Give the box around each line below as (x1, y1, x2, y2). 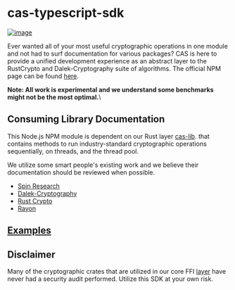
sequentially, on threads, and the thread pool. (7, 146, 139, 156)
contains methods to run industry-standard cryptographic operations (7, 139, 208, 148)
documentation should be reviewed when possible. (7, 168, 155, 177)
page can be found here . (7, 72, 80, 80)
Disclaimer (7, 248, 56, 260)
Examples (7, 225, 51, 237)
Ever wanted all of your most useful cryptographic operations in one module (7, 42, 229, 50)
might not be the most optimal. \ (7, 93, 101, 101)
